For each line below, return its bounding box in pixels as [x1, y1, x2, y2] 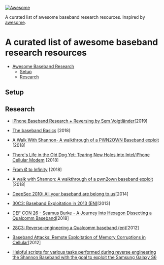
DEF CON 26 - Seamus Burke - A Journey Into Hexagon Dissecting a [12, 210, 152, 216]
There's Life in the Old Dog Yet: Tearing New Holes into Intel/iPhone [12, 152, 150, 158]
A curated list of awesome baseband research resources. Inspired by [5, 14, 145, 20]
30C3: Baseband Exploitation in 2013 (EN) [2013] [12, 200, 111, 206]
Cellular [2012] [12, 239, 41, 246]
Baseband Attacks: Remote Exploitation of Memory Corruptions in [12, 234, 146, 240]
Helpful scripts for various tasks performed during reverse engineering [12, 249, 156, 255]
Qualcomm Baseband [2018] [12, 215, 69, 221]
